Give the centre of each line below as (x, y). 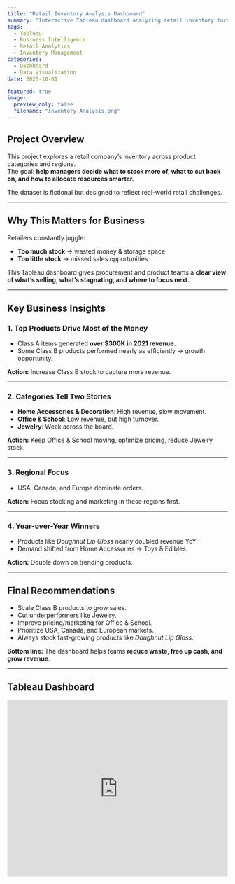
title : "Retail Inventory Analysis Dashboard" (76, 14)
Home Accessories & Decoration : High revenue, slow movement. (112, 412)
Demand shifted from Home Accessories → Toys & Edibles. (102, 549)
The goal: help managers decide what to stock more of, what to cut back (114, 171)
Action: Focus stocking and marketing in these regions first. (94, 501)
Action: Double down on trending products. (70, 562)
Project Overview (46, 140)
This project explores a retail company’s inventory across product (101, 156)
